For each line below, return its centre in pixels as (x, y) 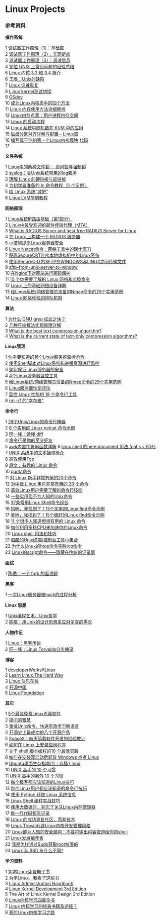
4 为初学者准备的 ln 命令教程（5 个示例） (47, 186)
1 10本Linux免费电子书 (27, 872)
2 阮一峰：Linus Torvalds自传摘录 (39, 649)
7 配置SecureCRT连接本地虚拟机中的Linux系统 (53, 255)
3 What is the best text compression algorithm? (53, 331)
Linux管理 (15, 346)
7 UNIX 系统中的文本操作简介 (35, 453)
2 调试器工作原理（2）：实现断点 (38, 54)
